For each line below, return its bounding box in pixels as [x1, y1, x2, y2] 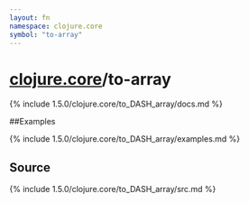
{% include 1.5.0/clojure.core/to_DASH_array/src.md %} [9, 184, 217, 195]
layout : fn [9, 13, 51, 23]
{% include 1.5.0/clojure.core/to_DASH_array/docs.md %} [9, 98, 224, 109]
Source [9, 160, 51, 175]
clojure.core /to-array [9, 69, 171, 89]
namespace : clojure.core [9, 22, 103, 31]
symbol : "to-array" [9, 30, 83, 39]
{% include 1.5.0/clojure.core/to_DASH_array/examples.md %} [9, 134, 241, 144]
